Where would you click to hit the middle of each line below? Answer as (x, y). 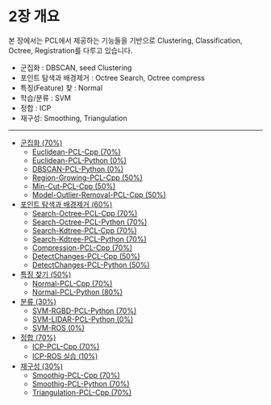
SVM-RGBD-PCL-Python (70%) (84, 311)
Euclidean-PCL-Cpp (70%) (76, 152)
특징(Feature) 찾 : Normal (61, 88)
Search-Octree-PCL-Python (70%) (90, 222)
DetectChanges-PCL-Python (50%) (91, 265)
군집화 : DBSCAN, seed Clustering (76, 67)
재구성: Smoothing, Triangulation (73, 118)
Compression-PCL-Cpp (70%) (82, 248)
